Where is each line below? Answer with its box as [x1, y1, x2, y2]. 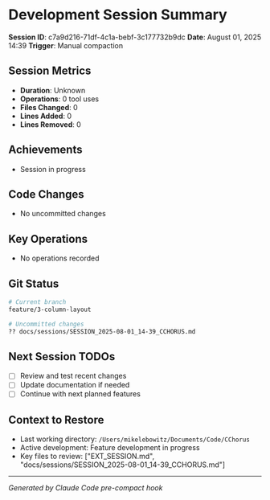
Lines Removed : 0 [19, 119, 82, 129]
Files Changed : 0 [19, 102, 78, 112]
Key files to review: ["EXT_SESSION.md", [19, 452, 155, 461]
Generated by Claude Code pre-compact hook [8, 483, 163, 493]
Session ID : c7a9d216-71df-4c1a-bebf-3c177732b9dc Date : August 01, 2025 [8, 32, 262, 42]
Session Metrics [8, 64, 92, 78]
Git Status [8, 277, 59, 290]
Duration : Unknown [19, 85, 86, 95]
